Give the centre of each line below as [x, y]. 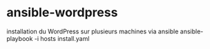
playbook [20, 38]
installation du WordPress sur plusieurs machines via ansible [93, 31]
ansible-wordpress [62, 13]
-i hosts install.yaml [62, 38]
